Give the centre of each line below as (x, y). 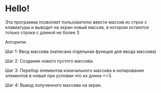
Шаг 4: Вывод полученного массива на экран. (54, 85)
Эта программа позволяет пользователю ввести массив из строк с (76, 22)
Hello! (17, 9)
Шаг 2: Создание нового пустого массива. (50, 61)
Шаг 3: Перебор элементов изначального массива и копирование (75, 70)
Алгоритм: (16, 42)
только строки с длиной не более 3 (42, 32)
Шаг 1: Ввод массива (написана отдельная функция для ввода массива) (81, 51)
